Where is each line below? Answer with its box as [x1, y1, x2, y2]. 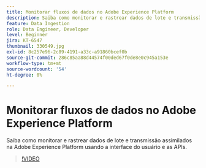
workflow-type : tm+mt [6, 60, 62, 66]
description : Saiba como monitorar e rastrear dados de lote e [6, 15, 172, 21]
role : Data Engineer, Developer [6, 26, 89, 32]
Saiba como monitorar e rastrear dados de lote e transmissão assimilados [6, 137, 192, 144]
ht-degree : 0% [6, 72, 43, 78]
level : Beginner [6, 32, 48, 38]
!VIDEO [21, 155, 40, 162]
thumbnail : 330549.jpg [6, 44, 64, 50]
